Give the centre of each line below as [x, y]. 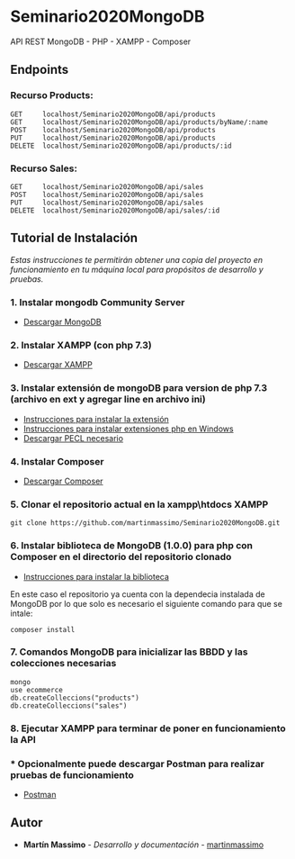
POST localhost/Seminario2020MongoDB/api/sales [107, 194]
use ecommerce [37, 690]
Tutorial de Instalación [74, 238]
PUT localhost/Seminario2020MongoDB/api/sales [107, 203]
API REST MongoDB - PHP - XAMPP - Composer [101, 41]
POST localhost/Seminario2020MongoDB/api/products [113, 130]
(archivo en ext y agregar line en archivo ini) [108, 400]
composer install [43, 629]
